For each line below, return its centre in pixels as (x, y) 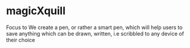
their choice (21, 40)
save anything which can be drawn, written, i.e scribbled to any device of (95, 33)
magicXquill (36, 11)
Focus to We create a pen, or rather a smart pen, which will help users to (94, 27)
